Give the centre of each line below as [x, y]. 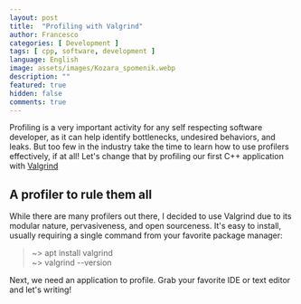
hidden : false [36, 93]
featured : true [38, 85]
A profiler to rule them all [80, 194]
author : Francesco [44, 34]
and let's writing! [41, 290]
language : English [44, 60]
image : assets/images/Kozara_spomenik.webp [93, 69]
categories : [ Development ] [64, 43]
